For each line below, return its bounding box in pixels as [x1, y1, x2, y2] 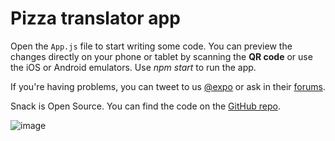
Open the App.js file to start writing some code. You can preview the [10, 40, 293, 52]
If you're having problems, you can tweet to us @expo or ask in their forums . [10, 80, 326, 92]
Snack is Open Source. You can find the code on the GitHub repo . [10, 100, 281, 112]
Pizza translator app [10, 7, 181, 30]
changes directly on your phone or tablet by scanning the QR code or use [10, 50, 313, 62]
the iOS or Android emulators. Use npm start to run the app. [10, 61, 257, 73]
